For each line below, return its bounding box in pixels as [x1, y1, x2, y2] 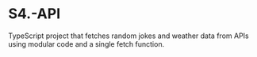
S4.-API [8, 5, 61, 23]
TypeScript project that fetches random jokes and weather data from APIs [8, 31, 249, 40]
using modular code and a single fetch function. [8, 39, 165, 48]
